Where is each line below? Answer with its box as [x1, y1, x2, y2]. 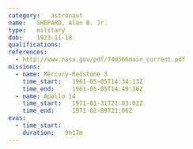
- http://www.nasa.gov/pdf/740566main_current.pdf [15, 56, 186, 64]
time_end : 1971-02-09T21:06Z [22, 107, 133, 115]
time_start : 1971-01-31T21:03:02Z [22, 99, 144, 107]
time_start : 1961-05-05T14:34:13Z [22, 77, 144, 85]
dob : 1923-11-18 [8, 33, 73, 42]
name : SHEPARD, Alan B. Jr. [8, 19, 108, 27]
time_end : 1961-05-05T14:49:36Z [22, 84, 144, 93]
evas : [8, 114, 26, 122]
